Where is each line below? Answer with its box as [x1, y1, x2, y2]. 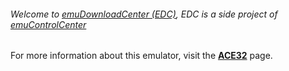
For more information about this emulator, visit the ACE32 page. [10, 50, 273, 62]
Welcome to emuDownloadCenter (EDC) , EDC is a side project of [10, 8, 278, 20]
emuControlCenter [10, 18, 87, 30]
